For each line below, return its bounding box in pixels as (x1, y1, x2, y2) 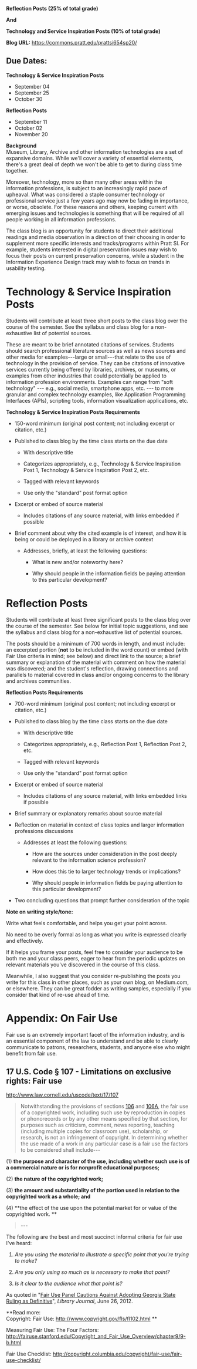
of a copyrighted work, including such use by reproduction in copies (20, 1109, 186, 1116)
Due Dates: (6, 56, 47, 66)
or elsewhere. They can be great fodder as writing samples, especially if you (6, 984, 191, 992)
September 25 (14, 89, 50, 96)
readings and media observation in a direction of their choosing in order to (6, 233, 186, 240)
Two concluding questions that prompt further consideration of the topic (14, 896, 189, 903)
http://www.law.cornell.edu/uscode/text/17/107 (6, 1091, 119, 1098)
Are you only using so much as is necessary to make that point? (14, 1269, 170, 1276)
